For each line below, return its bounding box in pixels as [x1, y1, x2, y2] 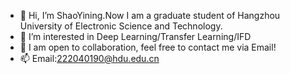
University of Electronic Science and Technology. [19, 20, 223, 32]
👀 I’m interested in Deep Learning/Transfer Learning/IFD [19, 31, 252, 42]
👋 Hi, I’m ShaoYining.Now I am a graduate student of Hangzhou [19, 10, 281, 21]
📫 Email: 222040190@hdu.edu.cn [19, 53, 160, 64]
